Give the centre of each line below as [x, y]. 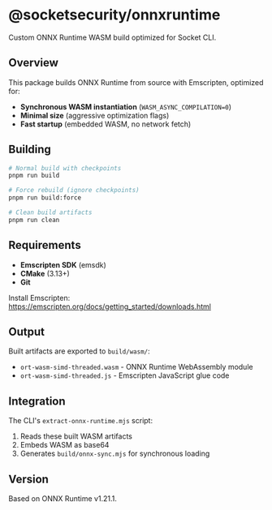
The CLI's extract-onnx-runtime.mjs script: [80, 421]
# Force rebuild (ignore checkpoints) [74, 191]
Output [26, 332]
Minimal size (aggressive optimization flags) [95, 115]
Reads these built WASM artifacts [76, 436]
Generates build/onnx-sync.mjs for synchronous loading [115, 454]
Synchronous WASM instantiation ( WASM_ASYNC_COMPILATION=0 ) [126, 106]
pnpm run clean [34, 220]
